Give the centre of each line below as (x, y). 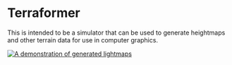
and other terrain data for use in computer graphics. (83, 40)
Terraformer (44, 13)
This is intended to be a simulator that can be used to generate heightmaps (116, 32)
